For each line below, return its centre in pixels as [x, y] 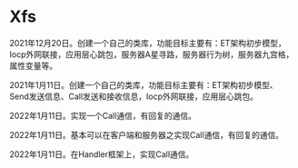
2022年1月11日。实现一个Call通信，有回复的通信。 [103, 115]
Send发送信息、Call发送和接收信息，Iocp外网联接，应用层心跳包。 [134, 96]
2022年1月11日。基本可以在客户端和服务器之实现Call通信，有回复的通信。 [147, 134]
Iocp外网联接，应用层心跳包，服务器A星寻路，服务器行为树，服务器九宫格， [152, 54]
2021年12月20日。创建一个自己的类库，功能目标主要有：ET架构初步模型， [148, 43]
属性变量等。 [33, 65]
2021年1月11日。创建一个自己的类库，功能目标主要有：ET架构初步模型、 [144, 84]
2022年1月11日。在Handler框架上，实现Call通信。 [102, 154]
